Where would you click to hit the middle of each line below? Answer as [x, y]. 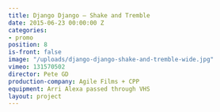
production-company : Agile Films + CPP [74, 81]
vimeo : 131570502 [37, 67]
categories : [28, 30]
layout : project [35, 96]
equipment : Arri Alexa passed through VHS [79, 89]
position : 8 [28, 45]
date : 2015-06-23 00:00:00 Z [56, 23]
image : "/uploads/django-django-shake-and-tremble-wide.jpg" [111, 60]
